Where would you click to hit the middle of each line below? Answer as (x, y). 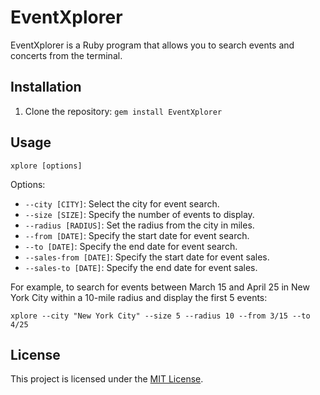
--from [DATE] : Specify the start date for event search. (137, 235)
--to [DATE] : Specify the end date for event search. (131, 246)
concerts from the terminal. (66, 55)
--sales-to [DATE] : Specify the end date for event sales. (141, 267)
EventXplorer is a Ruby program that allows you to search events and (152, 45)
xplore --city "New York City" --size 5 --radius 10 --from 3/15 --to (160, 316)
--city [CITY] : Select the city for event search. (122, 203)
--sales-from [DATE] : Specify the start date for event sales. (147, 257)
